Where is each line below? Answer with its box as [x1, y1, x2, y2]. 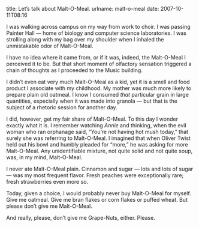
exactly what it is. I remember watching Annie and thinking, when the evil [6, 122, 187, 129]
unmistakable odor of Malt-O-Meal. [6, 42, 94, 49]
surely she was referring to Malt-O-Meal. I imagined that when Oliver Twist [6, 135, 191, 142]
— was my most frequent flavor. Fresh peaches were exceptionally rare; [6, 172, 184, 179]
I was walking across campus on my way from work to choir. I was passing [6, 23, 191, 30]
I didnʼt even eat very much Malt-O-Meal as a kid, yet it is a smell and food [6, 78, 190, 85]
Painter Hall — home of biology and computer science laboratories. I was [6, 29, 187, 37]
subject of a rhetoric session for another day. [6, 104, 118, 110]
